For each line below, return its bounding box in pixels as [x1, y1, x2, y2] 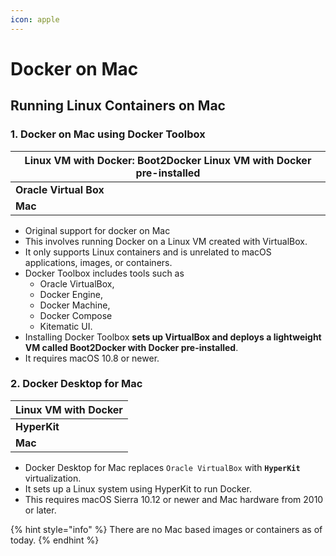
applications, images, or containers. [24, 256, 173, 268]
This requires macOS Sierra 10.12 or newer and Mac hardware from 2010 [24, 493, 324, 505]
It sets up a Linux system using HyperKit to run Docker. [24, 482, 253, 495]
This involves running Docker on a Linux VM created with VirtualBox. [24, 235, 308, 247]
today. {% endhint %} [10, 534, 100, 546]
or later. [24, 504, 57, 516]
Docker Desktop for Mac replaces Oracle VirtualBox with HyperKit [24, 461, 301, 473]
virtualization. [24, 472, 82, 484]
